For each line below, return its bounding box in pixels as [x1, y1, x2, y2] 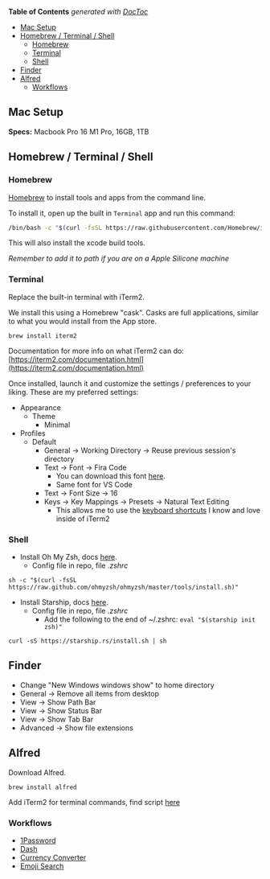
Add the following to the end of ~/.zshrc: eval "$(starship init [43, 614, 256, 624]
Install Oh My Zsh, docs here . [19, 552, 118, 561]
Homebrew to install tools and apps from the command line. [8, 192, 207, 202]
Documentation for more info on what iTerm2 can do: [8, 346, 185, 355]
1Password [19, 836, 56, 845]
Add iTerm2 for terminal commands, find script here [8, 797, 181, 807]
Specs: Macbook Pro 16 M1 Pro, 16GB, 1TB [8, 126, 149, 136]
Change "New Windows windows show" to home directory [19, 680, 215, 690]
